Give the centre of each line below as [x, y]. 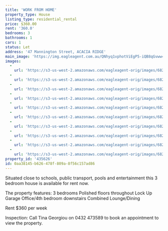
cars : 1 [13, 43]
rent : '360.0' [20, 29]
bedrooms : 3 [17, 33]
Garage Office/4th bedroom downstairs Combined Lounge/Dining [73, 198]
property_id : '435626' [29, 159]
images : [13, 61]
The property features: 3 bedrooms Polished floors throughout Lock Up [79, 193]
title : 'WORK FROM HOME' [31, 10]
